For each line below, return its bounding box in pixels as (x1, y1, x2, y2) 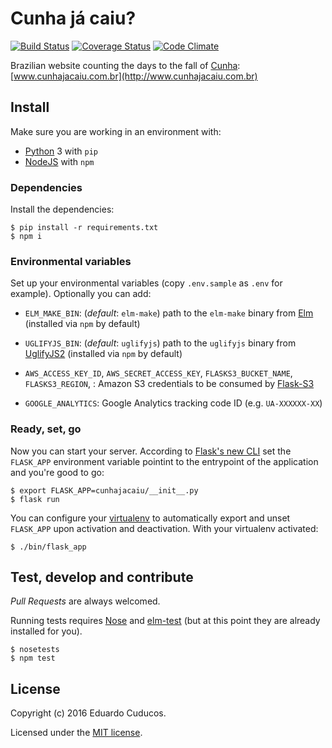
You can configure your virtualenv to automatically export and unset (10, 512, 291, 524)
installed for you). (10, 625, 83, 637)
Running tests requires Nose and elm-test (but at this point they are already (10, 615, 321, 627)
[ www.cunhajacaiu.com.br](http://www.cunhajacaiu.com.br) (10, 70, 258, 82)
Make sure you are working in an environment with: (10, 125, 222, 137)
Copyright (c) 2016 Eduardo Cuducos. (10, 707, 167, 719)
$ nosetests (10, 645, 60, 655)
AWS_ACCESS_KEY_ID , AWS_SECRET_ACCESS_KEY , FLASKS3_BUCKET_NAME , (24, 367, 293, 379)
